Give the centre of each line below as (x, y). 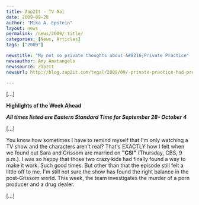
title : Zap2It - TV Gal (36, 12)
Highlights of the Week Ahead (44, 106)
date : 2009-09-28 (28, 17)
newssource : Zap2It (30, 67)
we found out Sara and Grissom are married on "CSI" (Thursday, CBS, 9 (94, 153)
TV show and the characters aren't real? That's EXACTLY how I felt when (95, 147)
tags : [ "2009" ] (25, 45)
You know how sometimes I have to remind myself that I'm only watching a (97, 140)
